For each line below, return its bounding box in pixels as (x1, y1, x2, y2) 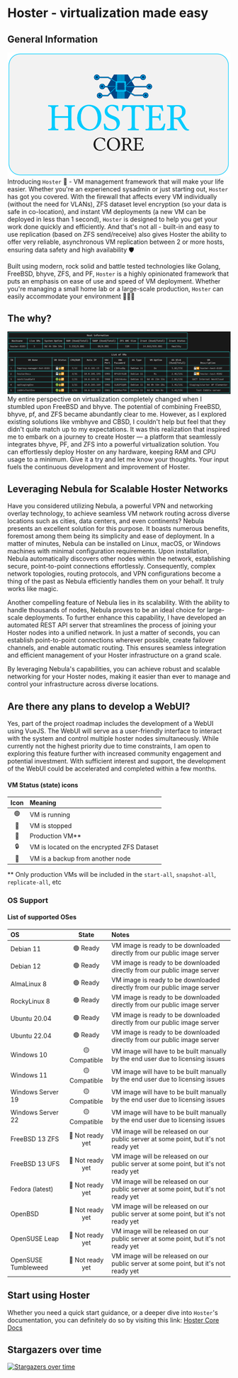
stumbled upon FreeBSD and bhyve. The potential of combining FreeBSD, (7, 402, 222, 410)
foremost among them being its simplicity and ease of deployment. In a (7, 532, 215, 540)
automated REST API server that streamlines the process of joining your (7, 621, 217, 629)
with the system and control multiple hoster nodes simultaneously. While (7, 734, 220, 743)
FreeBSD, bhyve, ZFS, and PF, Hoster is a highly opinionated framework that (7, 269, 229, 278)
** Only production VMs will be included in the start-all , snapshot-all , (7, 870, 217, 878)
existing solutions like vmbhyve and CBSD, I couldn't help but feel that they (7, 417, 226, 426)
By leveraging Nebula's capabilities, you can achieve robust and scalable (7, 665, 221, 673)
